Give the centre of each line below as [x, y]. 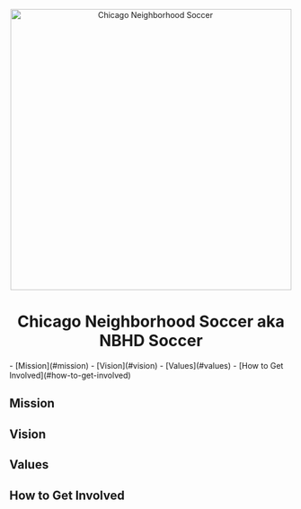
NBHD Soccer [151, 341]
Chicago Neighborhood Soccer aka [151, 321]
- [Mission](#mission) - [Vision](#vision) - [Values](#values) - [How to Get [146, 365]
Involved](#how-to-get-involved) [71, 375]
